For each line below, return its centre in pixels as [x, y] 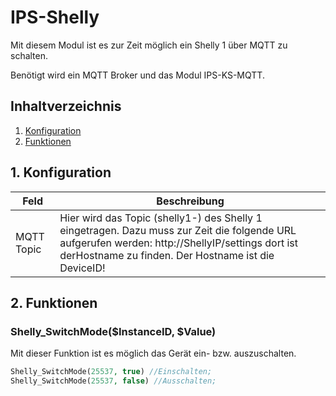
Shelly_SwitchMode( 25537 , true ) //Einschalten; [111, 372]
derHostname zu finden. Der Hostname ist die [167, 255]
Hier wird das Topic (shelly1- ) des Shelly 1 [161, 218]
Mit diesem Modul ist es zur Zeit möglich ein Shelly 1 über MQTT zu [149, 45]
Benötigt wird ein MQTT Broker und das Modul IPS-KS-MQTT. [137, 75]
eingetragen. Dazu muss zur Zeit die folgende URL [178, 230]
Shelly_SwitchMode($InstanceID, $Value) [113, 331]
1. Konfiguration [61, 172]
